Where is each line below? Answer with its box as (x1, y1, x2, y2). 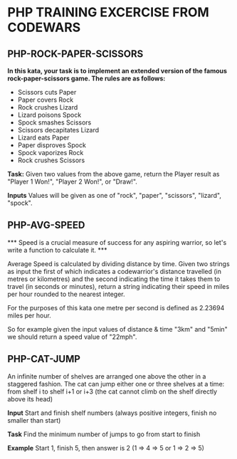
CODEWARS (7, 19, 81, 36)
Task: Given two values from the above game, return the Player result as (7, 170, 220, 178)
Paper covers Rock (17, 95, 73, 104)
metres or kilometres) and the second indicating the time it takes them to (7, 275, 221, 283)
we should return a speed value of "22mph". (7, 332, 137, 341)
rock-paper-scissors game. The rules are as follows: (7, 74, 166, 83)
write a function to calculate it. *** (7, 246, 108, 254)
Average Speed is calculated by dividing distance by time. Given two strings (7, 259, 230, 268)
